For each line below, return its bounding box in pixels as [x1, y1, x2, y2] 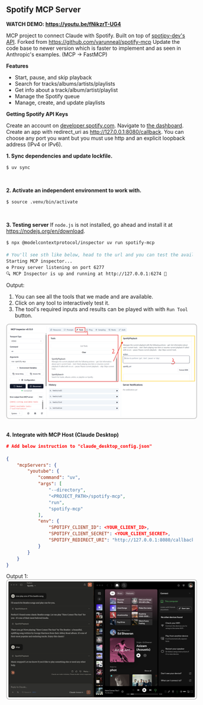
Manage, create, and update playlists [14, 99, 105, 106]
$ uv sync [6, 164, 31, 171]
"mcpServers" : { [17, 462, 57, 468]
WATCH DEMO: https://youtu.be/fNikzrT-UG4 [6, 20, 121, 27]
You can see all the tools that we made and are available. [14, 293, 154, 300]
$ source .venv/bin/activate [6, 198, 78, 205]
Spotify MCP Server [6, 5, 81, 15]
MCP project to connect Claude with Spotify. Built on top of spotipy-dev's [6, 32, 185, 39]
